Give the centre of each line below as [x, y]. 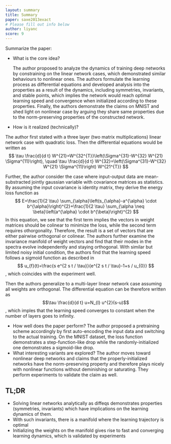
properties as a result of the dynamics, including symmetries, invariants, [89, 90]
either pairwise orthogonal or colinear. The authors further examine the [80, 236]
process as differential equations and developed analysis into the [81, 84]
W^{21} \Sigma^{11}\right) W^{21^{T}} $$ [86, 166]
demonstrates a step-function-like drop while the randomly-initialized [86, 342]
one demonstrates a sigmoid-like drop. [53, 348]
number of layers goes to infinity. [40, 316]
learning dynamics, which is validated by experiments [69, 436]
